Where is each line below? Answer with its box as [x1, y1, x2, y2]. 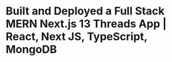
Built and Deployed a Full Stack [5, 4, 165, 18]
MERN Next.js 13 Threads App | [5, 17, 167, 31]
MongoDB [5, 43, 57, 57]
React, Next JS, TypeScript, [5, 30, 148, 43]
